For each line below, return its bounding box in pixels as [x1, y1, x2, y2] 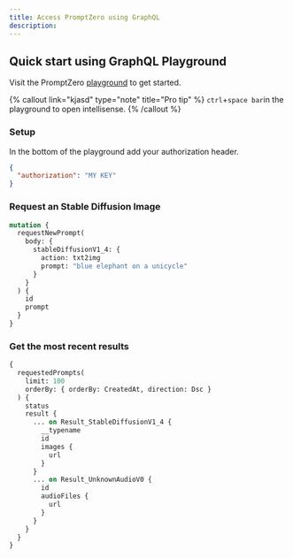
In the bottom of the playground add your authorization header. [9, 146, 239, 157]
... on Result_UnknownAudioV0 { [32, 475, 152, 485]
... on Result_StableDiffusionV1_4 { [32, 417, 173, 427]
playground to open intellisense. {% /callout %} [9, 103, 181, 115]
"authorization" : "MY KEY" [17, 172, 117, 180]
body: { [25, 237, 53, 246]
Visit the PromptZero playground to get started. [9, 77, 181, 88]
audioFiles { [41, 492, 89, 501]
